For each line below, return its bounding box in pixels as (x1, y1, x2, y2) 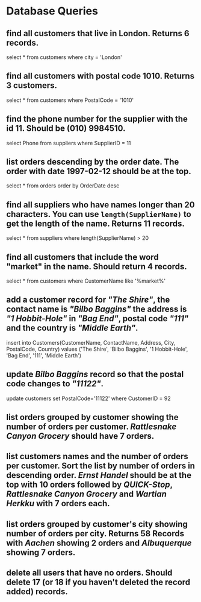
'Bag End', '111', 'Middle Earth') (6, 351, 82, 359)
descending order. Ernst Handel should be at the (6, 470, 191, 480)
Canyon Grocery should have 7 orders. (6, 431, 155, 441)
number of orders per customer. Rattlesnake (6, 422, 177, 432)
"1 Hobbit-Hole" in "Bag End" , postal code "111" (6, 313, 189, 324)
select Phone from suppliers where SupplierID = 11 (6, 139, 131, 146)
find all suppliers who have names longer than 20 (6, 199, 195, 210)
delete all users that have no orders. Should (6, 568, 173, 578)
